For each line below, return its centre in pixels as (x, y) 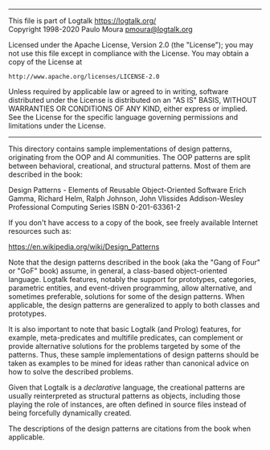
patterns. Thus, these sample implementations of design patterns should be (134, 355)
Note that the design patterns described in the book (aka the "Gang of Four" (135, 262)
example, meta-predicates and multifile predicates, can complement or (126, 337)
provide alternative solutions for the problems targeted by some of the (125, 346)
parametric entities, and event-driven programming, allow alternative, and (130, 288)
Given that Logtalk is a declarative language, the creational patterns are (127, 387)
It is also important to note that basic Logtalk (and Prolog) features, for (125, 329)
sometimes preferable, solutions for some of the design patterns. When (127, 297)
